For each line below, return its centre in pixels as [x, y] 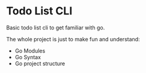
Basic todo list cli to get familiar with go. [56, 28]
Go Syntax [28, 57]
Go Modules [30, 51]
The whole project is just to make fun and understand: [73, 39]
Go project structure [40, 63]
